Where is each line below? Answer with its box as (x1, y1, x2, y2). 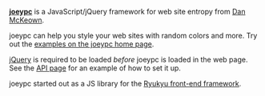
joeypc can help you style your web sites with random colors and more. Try (9, 31, 258, 40)
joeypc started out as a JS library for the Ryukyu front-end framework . (9, 79, 242, 88)
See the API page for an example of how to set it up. (9, 63, 181, 73)
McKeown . (9, 15, 45, 25)
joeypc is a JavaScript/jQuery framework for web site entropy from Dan (9, 7, 246, 16)
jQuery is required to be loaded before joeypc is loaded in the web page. (9, 55, 248, 64)
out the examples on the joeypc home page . (9, 39, 155, 49)
